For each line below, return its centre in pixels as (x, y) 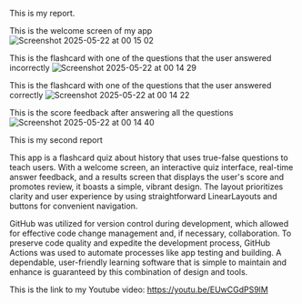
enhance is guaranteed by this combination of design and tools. (129, 272)
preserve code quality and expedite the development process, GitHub (140, 243)
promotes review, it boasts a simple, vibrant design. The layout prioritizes (146, 187)
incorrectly (30, 68)
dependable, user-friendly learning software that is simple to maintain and (148, 262)
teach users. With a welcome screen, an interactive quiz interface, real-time (151, 167)
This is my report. (42, 13)
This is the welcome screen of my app (81, 30)
